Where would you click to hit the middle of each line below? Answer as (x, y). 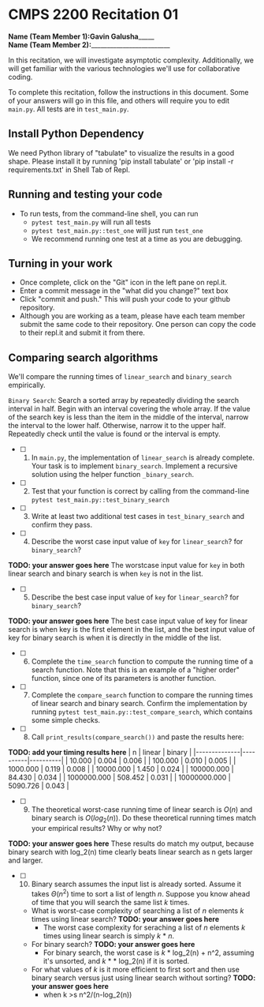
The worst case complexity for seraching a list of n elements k (144, 927)
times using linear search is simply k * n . (109, 936)
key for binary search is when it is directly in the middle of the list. (115, 638)
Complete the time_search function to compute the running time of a (142, 662)
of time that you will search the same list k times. (110, 902)
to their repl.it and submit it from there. (82, 333)
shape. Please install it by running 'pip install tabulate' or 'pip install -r (121, 161)
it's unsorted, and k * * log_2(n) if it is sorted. (116, 960)
